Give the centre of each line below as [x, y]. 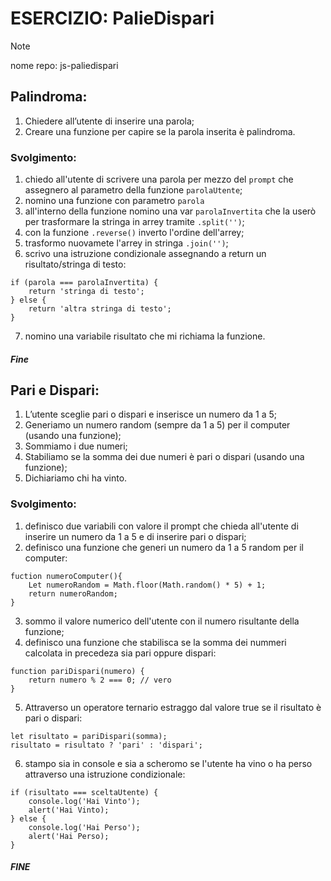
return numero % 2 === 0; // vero [100, 680]
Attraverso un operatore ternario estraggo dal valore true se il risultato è [173, 707]
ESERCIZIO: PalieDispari [112, 18]
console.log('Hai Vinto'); [84, 801]
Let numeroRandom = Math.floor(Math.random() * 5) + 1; [147, 585]
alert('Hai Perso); [69, 836]
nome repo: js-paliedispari [64, 65]
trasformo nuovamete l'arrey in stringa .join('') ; [126, 243]
